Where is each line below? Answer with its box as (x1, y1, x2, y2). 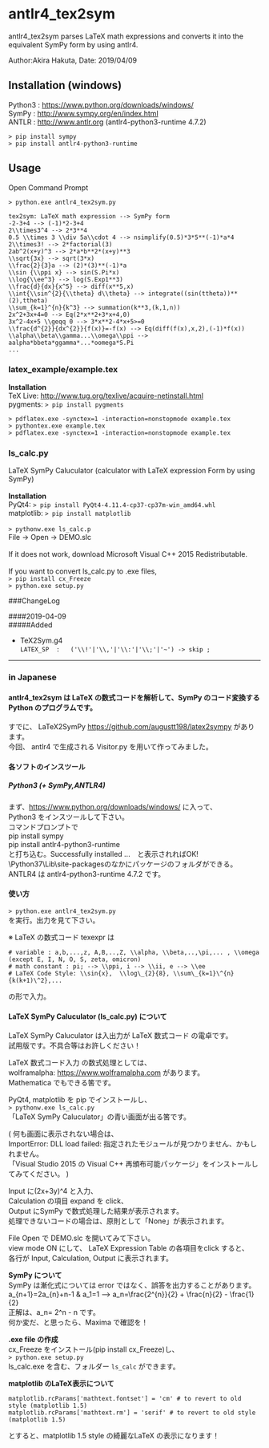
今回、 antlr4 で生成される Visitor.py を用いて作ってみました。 (8, 742, 214, 752)
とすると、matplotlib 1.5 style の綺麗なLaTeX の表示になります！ (8, 1431, 220, 1441)
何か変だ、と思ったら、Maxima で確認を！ (8, 1317, 149, 1328)
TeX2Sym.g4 (19, 635, 63, 646)
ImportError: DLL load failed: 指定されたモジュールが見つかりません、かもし (8, 1139, 258, 1149)
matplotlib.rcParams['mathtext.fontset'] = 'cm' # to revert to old (8, 1395, 242, 1403)
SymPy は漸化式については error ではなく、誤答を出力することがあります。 (8, 1280, 256, 1290)
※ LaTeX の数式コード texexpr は (8, 932, 114, 943)
